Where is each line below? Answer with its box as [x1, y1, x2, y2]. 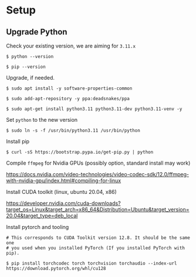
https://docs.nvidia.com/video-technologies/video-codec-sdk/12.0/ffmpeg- [6, 171, 190, 177]
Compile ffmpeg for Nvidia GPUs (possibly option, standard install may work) [6, 159, 191, 166]
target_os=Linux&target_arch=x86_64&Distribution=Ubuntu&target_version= [6, 206, 190, 213]
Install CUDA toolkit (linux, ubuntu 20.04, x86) [6, 189, 117, 195]
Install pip [6, 138, 30, 145]
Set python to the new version [6, 117, 78, 123]
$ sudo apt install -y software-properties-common [6, 86, 133, 91]
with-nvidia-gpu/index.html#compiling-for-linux [6, 177, 121, 184]
